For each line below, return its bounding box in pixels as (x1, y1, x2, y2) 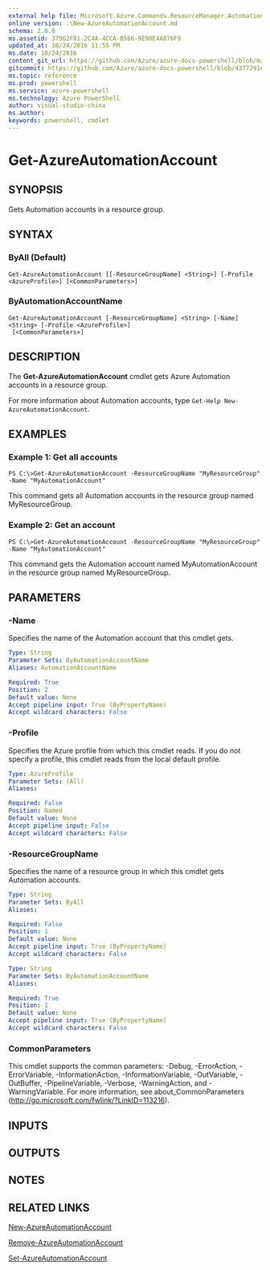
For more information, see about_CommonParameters (67, 1087, 245, 1097)
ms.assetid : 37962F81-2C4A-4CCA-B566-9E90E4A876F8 (8, 34, 182, 43)
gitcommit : (8, 64, 45, 72)
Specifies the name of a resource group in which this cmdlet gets (8, 866, 225, 876)
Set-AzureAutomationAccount (8, 1253, 108, 1264)
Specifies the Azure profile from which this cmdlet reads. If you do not (8, 745, 241, 755)
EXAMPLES (8, 427, 67, 441)
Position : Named (8, 806, 63, 815)
